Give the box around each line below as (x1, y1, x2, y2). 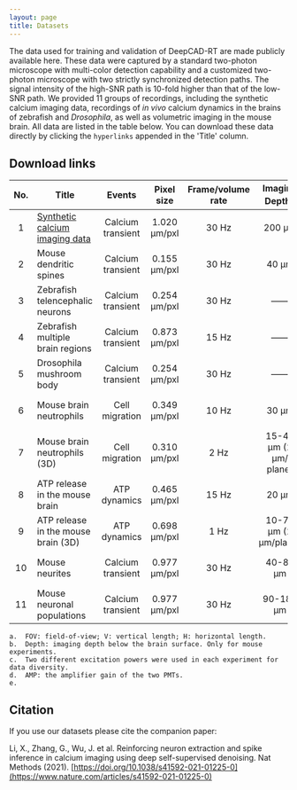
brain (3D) (36, 536, 80, 548)
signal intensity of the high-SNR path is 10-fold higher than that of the (9, 83, 263, 94)
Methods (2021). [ (9, 762, 74, 772)
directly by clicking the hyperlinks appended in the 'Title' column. (9, 130, 249, 141)
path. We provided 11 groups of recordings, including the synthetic (27, 92, 269, 103)
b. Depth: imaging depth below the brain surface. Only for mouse (9, 639, 263, 648)
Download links (9, 156, 96, 171)
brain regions (36, 342, 93, 355)
